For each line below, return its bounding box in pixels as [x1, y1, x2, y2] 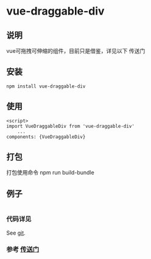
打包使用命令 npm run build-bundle [6, 169, 94, 176]
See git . [6, 229, 26, 237]
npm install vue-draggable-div [6, 83, 86, 89]
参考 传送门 [6, 245, 40, 254]
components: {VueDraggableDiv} [6, 134, 86, 140]
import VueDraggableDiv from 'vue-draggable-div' [6, 123, 135, 129]
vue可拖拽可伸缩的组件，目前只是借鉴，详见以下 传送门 [6, 47, 146, 54]
